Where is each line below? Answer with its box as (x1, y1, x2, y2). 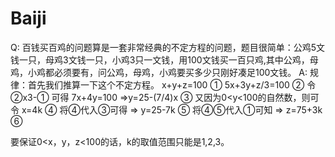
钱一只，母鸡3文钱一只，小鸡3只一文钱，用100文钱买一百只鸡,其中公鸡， (10, 53, 310, 66)
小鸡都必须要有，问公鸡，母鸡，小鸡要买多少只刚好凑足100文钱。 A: (27, 66, 308, 78)
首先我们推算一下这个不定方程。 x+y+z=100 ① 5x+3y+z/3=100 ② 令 (27, 78, 317, 91)
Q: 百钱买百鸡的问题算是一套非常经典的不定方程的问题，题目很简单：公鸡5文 (10, 41, 325, 53)
